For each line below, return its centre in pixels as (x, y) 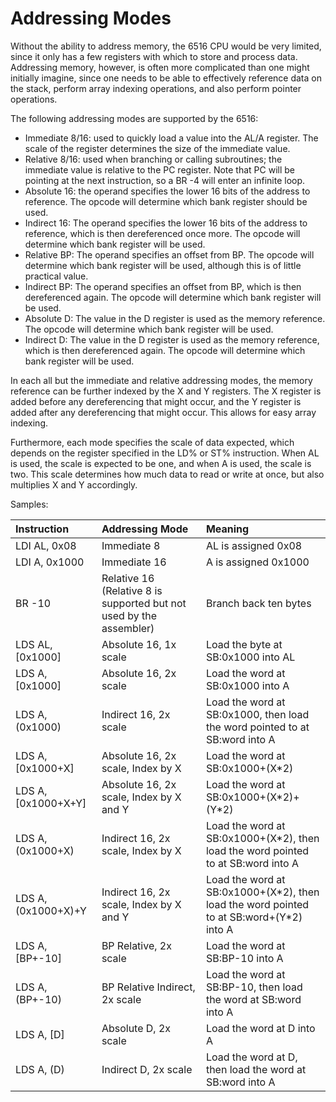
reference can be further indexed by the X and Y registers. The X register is (166, 391)
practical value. (56, 276)
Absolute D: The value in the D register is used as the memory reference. (175, 318)
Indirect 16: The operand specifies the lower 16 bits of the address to (166, 223)
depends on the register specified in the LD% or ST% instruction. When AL (165, 453)
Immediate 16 (134, 562)
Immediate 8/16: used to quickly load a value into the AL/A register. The (171, 138)
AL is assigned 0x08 (254, 545)
